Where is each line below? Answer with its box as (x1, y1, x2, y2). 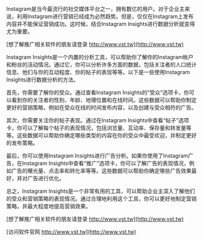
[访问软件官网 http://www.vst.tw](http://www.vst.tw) (6, 228, 137, 235)
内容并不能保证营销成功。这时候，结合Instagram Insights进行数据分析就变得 (6, 20, 195, 27)
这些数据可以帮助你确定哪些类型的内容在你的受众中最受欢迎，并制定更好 (16, 132, 197, 139)
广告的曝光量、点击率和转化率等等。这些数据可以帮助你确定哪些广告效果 (11, 167, 192, 174)
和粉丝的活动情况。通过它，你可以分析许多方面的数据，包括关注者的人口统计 (6, 61, 197, 68)
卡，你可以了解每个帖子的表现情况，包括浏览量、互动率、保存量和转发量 (6, 124, 186, 131)
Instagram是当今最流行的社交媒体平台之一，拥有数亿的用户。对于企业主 (6, 5, 185, 12)
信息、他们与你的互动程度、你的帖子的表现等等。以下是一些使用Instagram (6, 69, 190, 75)
